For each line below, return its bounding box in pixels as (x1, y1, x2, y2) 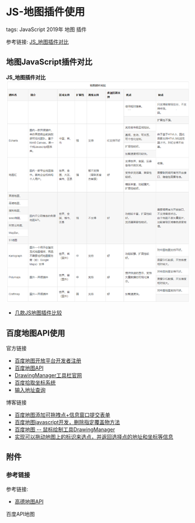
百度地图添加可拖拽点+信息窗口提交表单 (14, 411, 111, 419)
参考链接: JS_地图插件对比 (6, 38, 69, 45)
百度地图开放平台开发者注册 (14, 357, 82, 364)
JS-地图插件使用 (6, 5, 85, 19)
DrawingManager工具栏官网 (14, 372, 82, 379)
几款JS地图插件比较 (14, 309, 62, 316)
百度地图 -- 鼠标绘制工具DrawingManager (14, 426, 116, 433)
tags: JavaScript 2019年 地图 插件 (6, 26, 87, 33)
